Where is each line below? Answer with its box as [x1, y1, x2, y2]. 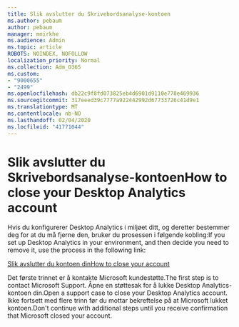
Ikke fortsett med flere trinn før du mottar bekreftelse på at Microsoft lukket [7, 296, 228, 305]
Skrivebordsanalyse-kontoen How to [7, 169, 228, 186]
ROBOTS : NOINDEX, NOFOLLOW [7, 51, 88, 58]
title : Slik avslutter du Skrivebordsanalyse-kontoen [7, 10, 171, 18]
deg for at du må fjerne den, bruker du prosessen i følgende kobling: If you [7, 231, 225, 239]
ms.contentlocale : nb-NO [7, 110, 81, 117]
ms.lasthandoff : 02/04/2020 [7, 116, 91, 124]
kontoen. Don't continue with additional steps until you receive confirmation [7, 304, 228, 313]
